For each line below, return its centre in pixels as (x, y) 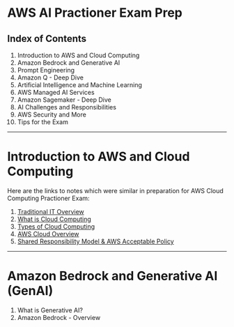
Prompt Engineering (46, 70)
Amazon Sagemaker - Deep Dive (64, 100)
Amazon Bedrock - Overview (59, 317)
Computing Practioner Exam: (48, 198)
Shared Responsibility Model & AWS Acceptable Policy (95, 241)
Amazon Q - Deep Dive (50, 77)
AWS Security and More (52, 114)
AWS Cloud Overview (48, 234)
